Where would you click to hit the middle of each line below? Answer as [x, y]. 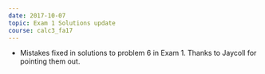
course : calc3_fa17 [41, 30]
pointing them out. [50, 61]
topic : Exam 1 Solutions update [62, 23]
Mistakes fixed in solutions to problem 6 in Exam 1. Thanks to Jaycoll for [138, 53]
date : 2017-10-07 [37, 16]
